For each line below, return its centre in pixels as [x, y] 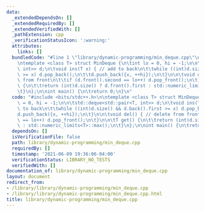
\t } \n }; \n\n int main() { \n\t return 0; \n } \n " [75, 92]
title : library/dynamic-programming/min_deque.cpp [72, 199]
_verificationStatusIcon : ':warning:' [61, 40]
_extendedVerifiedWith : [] [46, 29]
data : [13, 12]
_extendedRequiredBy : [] [43, 23]
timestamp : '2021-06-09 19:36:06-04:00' [64, 154]
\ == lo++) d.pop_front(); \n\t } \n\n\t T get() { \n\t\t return [95, 120]
